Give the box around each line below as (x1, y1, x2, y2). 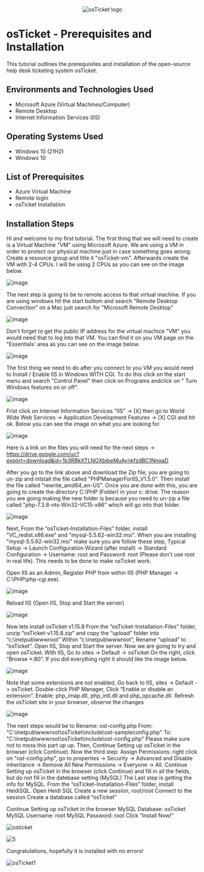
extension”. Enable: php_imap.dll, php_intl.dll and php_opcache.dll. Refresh (6, 692, 194, 699)
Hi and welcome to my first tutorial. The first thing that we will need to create (6, 235, 199, 242)
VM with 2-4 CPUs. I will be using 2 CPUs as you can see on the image (6, 261, 185, 268)
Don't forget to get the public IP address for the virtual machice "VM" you (6, 327, 191, 335)
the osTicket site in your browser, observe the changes (6, 699, 144, 706)
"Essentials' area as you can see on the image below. (6, 341, 140, 348)
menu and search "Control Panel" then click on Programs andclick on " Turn (6, 377, 197, 385)
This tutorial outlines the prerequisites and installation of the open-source (6, 60, 191, 67)
